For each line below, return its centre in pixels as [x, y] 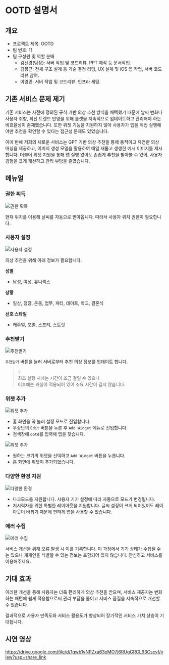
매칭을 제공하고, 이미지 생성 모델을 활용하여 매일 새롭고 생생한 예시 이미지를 [79, 148]
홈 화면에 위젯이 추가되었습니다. [43, 462]
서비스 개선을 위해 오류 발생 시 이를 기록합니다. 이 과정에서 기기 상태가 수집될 [80, 549]
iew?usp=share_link [26, 657]
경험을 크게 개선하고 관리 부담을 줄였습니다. [48, 161]
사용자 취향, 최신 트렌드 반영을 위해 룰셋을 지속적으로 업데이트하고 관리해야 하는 [83, 118]
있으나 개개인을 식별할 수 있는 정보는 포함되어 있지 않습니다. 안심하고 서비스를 [87, 555]
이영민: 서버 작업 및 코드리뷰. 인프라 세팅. [60, 82]
